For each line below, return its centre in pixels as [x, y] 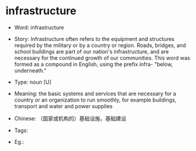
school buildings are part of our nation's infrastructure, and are [91, 51]
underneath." [30, 70]
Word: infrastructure [39, 27]
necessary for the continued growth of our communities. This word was [102, 58]
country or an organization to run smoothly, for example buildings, [95, 100]
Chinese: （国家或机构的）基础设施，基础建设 [70, 118]
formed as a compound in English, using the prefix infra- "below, [94, 64]
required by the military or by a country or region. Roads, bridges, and [100, 45]
